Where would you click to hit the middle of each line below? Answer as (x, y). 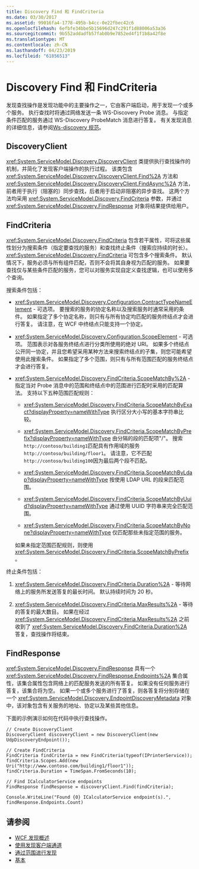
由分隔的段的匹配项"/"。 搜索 (147, 438)
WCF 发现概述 (32, 837)
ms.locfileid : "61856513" (38, 56)
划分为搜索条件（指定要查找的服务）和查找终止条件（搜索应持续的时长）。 (101, 248)
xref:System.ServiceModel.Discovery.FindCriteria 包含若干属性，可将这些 (96, 240)
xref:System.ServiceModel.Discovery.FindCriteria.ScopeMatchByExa (108, 405)
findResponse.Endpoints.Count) (45, 802)
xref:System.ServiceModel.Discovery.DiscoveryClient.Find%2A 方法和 (92, 176)
